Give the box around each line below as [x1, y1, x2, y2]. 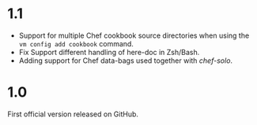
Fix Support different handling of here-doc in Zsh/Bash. [18, 47, 200, 57]
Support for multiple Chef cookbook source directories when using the [18, 31, 250, 40]
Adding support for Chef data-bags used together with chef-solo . [18, 56, 233, 65]
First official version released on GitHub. [7, 109, 139, 119]
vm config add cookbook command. [18, 39, 134, 48]
